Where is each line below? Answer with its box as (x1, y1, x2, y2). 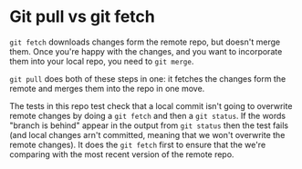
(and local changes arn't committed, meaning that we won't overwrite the (9, 129, 286, 140)
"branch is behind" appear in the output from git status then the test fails (9, 120, 289, 131)
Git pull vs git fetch (9, 6, 155, 27)
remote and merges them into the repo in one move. (9, 83, 205, 94)
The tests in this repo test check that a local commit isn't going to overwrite (9, 100, 293, 111)
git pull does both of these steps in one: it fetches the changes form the (9, 73, 286, 84)
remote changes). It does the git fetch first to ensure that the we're (9, 139, 266, 150)
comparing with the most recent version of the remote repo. (9, 148, 234, 160)
